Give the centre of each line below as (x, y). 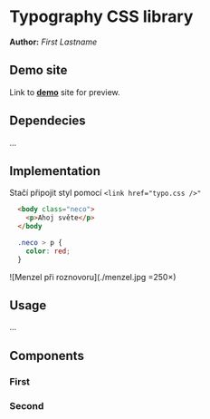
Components (47, 356)
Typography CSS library (101, 17)
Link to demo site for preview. (65, 92)
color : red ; (48, 251)
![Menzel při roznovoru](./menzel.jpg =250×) (93, 277)
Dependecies (48, 121)
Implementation (55, 171)
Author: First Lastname (53, 42)
